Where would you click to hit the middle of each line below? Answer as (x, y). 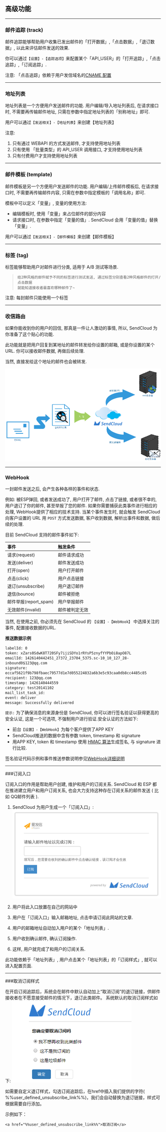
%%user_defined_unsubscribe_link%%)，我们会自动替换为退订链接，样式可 (83, 1098)
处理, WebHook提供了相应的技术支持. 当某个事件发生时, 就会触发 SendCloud (83, 512)
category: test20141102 (30, 688)
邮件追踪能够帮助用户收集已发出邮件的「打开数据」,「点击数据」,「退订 (78, 42)
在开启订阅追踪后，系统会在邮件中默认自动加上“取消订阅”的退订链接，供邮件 (83, 992)
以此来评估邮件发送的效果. (43, 48)
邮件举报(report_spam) (30, 602)
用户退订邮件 (71, 586)
